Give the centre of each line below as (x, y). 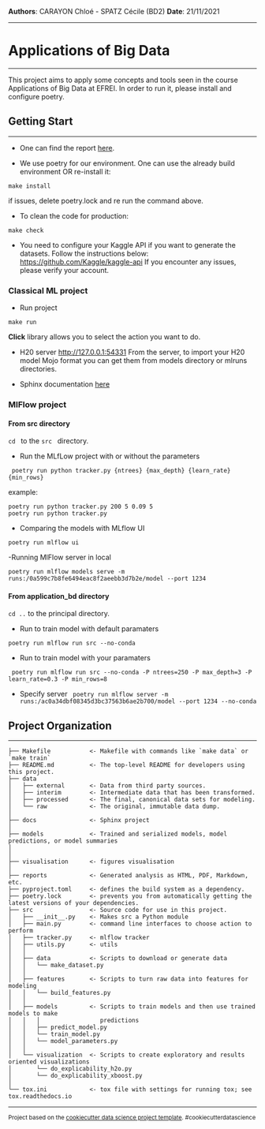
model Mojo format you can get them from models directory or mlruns (133, 361)
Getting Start (41, 121)
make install (30, 186)
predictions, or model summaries (63, 841)
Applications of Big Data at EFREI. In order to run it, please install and (120, 88)
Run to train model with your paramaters (85, 658)
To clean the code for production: (74, 215)
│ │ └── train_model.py (54, 1034)
